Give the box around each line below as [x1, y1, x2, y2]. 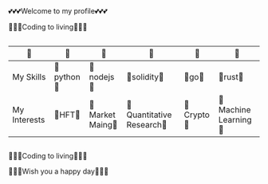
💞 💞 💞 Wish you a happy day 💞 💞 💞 [8, 166, 109, 176]
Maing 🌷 [89, 119, 118, 130]
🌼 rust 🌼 [218, 71, 244, 82]
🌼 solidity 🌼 [126, 71, 165, 82]
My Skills [12, 71, 46, 82]
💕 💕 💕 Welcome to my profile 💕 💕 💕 [8, 6, 108, 16]
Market [89, 109, 116, 120]
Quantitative [126, 109, 172, 120]
